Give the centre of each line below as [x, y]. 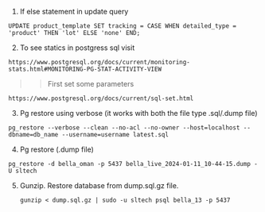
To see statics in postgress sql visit [77, 48]
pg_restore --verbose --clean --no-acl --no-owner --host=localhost [124, 128]
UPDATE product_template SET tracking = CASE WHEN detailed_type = [123, 26]
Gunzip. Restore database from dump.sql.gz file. [99, 185]
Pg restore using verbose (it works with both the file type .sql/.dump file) [138, 113]
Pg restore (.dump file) [57, 149]
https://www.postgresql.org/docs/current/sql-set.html [101, 98]
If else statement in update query [74, 12]
